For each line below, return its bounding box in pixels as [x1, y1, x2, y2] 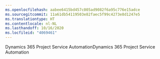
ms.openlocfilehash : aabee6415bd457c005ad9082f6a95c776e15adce [5, 7, 140, 12]
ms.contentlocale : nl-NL [5, 21, 57, 26]
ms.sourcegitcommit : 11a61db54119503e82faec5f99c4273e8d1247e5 [5, 12, 140, 17]
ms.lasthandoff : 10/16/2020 [5, 26, 64, 31]
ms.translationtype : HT [5, 16, 55, 21]
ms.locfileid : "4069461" [5, 30, 57, 35]
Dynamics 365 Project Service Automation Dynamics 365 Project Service [5, 44, 155, 50]
